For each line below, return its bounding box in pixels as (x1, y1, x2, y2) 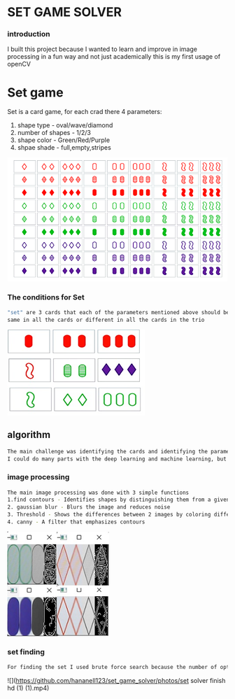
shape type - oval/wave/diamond (17, 121, 113, 129)
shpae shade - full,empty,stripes (17, 143, 112, 152)
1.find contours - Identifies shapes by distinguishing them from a (7, 496, 211, 504)
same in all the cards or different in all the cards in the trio (7, 316, 205, 323)
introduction (7, 29, 50, 39)
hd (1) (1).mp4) (7, 684, 50, 693)
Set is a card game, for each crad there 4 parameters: (7, 108, 162, 116)
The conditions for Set (7, 292, 85, 302)
